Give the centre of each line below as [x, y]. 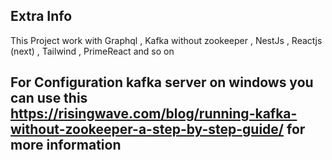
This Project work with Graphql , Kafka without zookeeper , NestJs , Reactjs [166, 40]
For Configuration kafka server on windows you [162, 82]
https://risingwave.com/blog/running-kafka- [154, 114]
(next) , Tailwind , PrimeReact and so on [92, 51]
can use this [49, 98]
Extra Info [41, 16]
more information [66, 145]
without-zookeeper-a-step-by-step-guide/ [147, 129]
